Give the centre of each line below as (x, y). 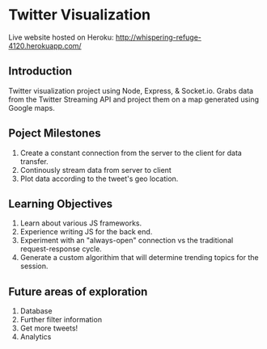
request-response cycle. (61, 249)
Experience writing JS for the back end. (86, 232)
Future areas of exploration (78, 291)
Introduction (40, 71)
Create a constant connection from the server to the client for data (131, 153)
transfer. (34, 161)
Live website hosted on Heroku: (61, 37)
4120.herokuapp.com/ (45, 45)
